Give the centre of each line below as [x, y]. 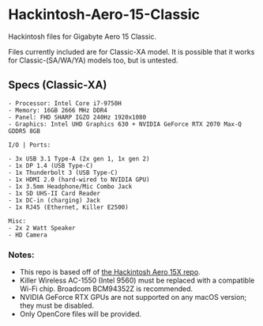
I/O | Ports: [30, 145]
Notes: [21, 255]
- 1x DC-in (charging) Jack [54, 200]
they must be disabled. [57, 305]
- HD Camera [28, 235]
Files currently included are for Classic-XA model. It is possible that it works [131, 51]
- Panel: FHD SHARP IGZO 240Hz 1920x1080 [77, 117]
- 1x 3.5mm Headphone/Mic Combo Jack [70, 186]
